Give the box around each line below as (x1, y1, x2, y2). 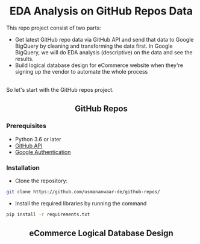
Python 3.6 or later (14, 135, 61, 143)
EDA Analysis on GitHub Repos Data (9, 4, 193, 18)
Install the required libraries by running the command (14, 199, 147, 207)
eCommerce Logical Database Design (29, 228, 173, 239)
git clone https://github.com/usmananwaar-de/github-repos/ (6, 188, 161, 194)
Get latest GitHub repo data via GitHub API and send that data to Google (14, 36, 194, 43)
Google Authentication (14, 148, 71, 155)
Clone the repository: (14, 177, 68, 184)
